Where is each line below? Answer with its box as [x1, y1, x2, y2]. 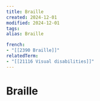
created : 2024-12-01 [6, 14, 58, 20]
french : [6, 42, 26, 48]
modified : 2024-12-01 [6, 20, 60, 26]
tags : [6, 25, 20, 32]
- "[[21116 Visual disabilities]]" [6, 58, 95, 65]
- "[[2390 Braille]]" [6, 47, 60, 54]
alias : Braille [6, 31, 44, 37]
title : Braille [6, 8, 44, 15]
